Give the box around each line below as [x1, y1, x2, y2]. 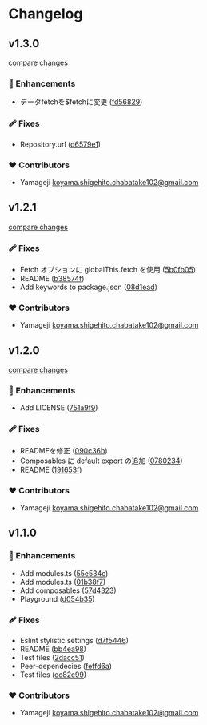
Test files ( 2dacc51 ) [19, 652, 86, 662]
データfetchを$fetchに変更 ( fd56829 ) [19, 97, 143, 107]
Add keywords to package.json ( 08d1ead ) [19, 282, 157, 292]
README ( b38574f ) [19, 274, 85, 283]
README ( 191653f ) [19, 465, 82, 474]
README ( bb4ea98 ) [19, 644, 86, 654]
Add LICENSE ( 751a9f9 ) [19, 403, 98, 413]
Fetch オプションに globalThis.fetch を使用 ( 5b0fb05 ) [19, 265, 197, 274]
